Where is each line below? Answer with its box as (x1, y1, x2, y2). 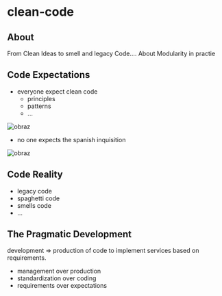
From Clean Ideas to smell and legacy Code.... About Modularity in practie (7, 49, 216, 57)
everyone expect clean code (16, 87, 98, 96)
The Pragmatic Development (7, 228, 132, 240)
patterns (27, 102, 51, 110)
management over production (16, 267, 101, 275)
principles (27, 94, 56, 103)
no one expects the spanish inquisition (16, 135, 126, 144)
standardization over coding (16, 274, 97, 282)
